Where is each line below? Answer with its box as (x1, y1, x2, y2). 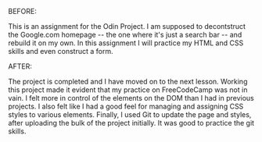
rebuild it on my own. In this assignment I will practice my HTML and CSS (8, 38, 244, 48)
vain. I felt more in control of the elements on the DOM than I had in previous (8, 94, 254, 102)
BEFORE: (8, 7, 38, 16)
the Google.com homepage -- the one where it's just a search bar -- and (8, 30, 242, 39)
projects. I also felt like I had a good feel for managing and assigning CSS (8, 101, 244, 111)
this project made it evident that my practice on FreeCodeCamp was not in (8, 85, 248, 94)
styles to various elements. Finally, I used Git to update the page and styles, (8, 110, 252, 119)
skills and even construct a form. (8, 47, 113, 55)
